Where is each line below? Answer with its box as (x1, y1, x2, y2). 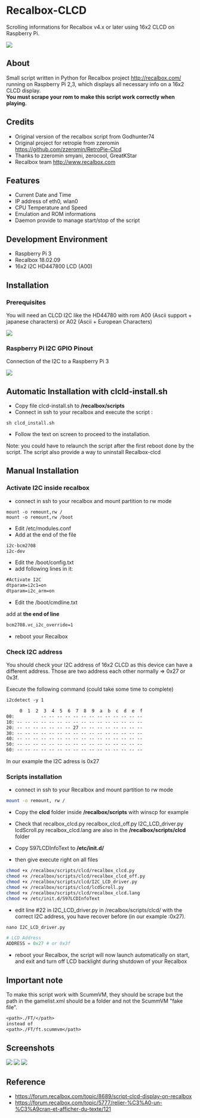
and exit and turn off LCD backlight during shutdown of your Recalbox (14, 958, 187, 965)
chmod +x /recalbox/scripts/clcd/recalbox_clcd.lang (6, 889, 140, 896)
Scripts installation (6, 773, 63, 781)
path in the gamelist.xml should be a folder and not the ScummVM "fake (6, 997, 183, 1004)
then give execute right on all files (14, 856, 99, 863)
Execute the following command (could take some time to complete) (6, 686, 174, 693)
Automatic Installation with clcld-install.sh (6, 386, 168, 397)
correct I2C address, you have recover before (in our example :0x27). (14, 913, 186, 920)
